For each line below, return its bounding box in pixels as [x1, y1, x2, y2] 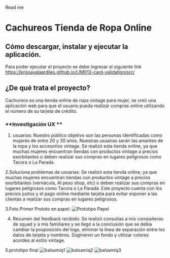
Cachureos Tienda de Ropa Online [5, 22, 152, 34]
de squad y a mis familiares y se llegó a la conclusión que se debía [12, 221, 152, 228]
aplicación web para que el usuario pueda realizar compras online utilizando [5, 103, 165, 109]
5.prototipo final [5, 247, 39, 253]
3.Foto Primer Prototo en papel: [5, 206, 71, 212]
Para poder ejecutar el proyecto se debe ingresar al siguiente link [5, 63, 142, 70]
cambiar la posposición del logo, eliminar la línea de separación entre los [12, 227, 165, 233]
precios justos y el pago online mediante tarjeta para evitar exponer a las [5, 190, 157, 197]
